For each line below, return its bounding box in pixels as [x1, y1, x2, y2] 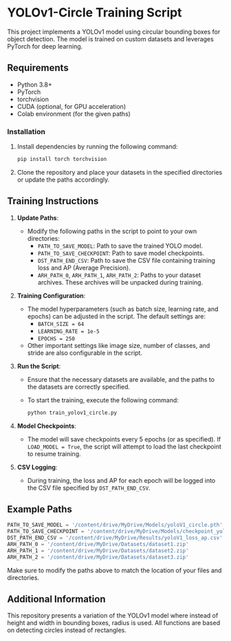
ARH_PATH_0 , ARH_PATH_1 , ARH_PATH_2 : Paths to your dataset [37, 270, 201, 279]
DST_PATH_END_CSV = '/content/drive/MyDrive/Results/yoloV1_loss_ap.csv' [7, 534, 223, 541]
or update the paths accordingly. [16, 175, 110, 184]
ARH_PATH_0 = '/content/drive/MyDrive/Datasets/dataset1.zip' [7, 541, 189, 548]
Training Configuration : [16, 291, 86, 300]
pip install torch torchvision [16, 156, 107, 163]
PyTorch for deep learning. [7, 42, 83, 50]
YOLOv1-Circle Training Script [7, 5, 182, 21]
